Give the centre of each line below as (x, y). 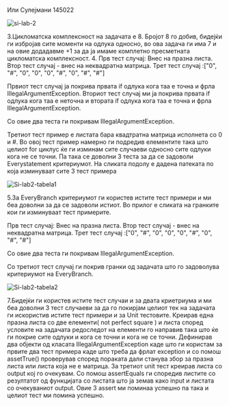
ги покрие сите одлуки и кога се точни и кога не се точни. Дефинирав (110, 337)
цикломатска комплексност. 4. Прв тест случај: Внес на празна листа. (110, 58)
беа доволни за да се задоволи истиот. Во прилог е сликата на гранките (113, 205)
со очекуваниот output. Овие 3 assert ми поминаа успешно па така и (108, 388)
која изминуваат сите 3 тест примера (62, 171)
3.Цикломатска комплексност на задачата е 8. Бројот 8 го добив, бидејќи (114, 36)
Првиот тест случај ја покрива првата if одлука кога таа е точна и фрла (111, 86)
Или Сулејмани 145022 (40, 10)
